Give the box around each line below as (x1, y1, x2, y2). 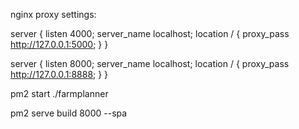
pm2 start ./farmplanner (10, 88, 109, 99)
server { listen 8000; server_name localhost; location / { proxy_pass (10, 58, 290, 69)
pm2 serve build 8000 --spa (10, 107, 128, 119)
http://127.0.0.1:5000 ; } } (10, 39, 109, 50)
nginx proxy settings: (10, 9, 97, 20)
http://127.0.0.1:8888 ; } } (10, 69, 109, 80)
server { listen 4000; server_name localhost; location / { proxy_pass (10, 28, 290, 39)
